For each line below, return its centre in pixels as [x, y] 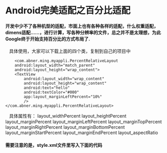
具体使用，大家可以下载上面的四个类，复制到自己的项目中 [70, 51]
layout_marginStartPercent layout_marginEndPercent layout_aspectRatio [82, 133]
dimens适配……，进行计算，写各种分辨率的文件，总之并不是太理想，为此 [83, 32]
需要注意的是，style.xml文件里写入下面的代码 [54, 145]
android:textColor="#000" [52, 92]
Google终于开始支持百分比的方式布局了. [48, 39]
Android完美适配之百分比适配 [68, 11]
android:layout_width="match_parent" [55, 65]
